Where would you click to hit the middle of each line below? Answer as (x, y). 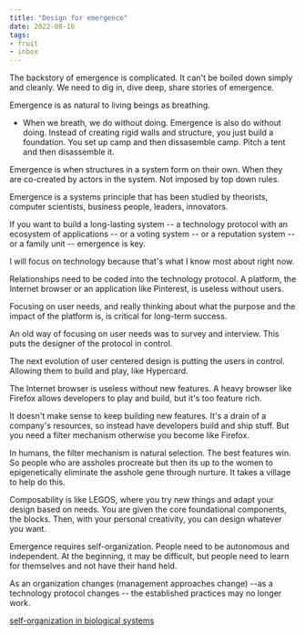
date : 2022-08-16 (42, 26)
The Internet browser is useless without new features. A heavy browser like (151, 389)
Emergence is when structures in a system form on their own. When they (146, 170)
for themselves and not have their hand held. (93, 566)
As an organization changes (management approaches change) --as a (141, 584)
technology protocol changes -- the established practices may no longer (146, 593)
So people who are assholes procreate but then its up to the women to (141, 463)
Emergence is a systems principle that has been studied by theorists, (139, 197)
